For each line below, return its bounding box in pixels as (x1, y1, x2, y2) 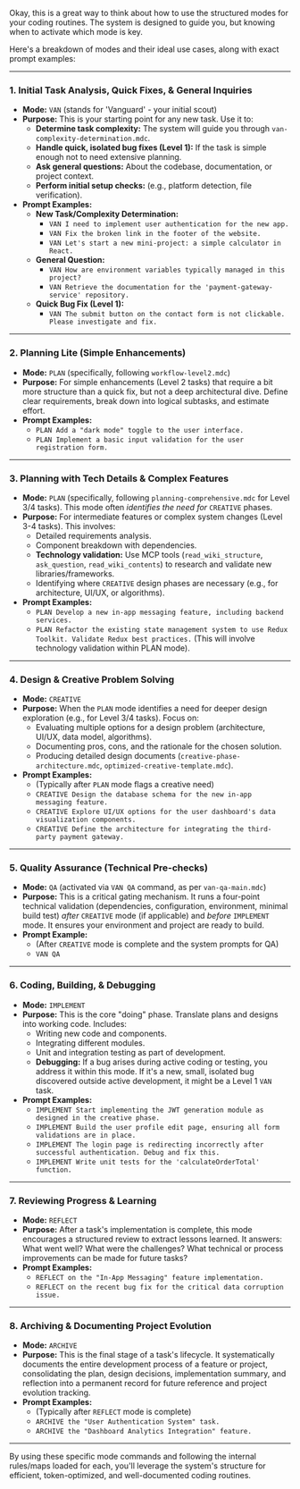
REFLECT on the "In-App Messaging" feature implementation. (35, 1274, 264, 1283)
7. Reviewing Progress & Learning (9, 1194, 157, 1207)
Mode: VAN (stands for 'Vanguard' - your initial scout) (21, 105, 217, 115)
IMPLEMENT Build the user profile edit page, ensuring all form (35, 1123, 280, 1131)
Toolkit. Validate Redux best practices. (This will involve (35, 633, 256, 644)
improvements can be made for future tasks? (21, 1253, 188, 1264)
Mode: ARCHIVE (21, 1340, 78, 1350)
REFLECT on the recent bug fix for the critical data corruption (35, 1283, 284, 1292)
